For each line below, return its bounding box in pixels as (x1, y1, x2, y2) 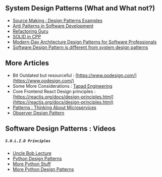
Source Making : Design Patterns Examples (12, 17, 102, 23)
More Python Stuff (12, 161, 51, 167)
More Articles (5, 59, 49, 68)
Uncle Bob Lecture (12, 150, 52, 156)
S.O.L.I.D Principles (5, 138, 51, 143)
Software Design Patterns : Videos (5, 125, 116, 133)
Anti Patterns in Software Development (12, 23, 94, 29)
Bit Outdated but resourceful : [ (12, 72, 77, 78)
